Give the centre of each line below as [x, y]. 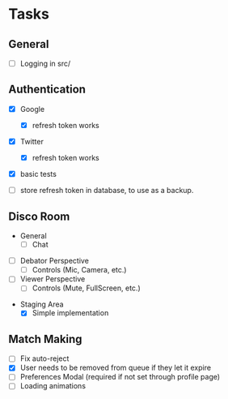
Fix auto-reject [44, 358]
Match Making [45, 339]
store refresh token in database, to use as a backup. [107, 191]
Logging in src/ [45, 63]
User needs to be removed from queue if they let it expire [116, 368]
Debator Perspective [54, 261]
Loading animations [53, 386]
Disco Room [39, 216]
